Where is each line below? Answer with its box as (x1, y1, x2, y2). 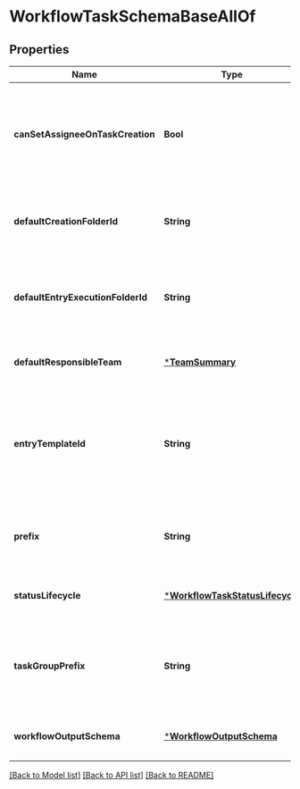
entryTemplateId (13, 438, 87, 449)
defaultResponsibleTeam (13, 356, 122, 368)
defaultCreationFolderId (13, 215, 119, 227)
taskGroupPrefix (13, 659, 86, 672)
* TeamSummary (163, 356, 237, 368)
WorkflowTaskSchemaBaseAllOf (9, 6, 256, 27)
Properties (9, 42, 70, 57)
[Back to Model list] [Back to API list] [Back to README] (9, 770, 214, 780)
